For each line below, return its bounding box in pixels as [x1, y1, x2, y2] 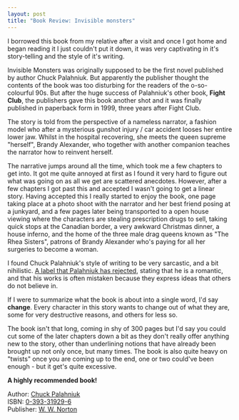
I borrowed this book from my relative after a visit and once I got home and [7, 36, 227, 45]
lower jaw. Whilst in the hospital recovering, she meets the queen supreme [7, 133, 226, 141]
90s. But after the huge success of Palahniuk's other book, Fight [35, 88, 226, 97]
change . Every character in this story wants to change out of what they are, [7, 302, 230, 311]
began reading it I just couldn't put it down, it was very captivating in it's [7, 44, 219, 53]
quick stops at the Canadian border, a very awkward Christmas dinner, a [7, 222, 220, 230]
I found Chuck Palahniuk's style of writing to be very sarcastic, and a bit [7, 258, 219, 267]
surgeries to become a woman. [7, 245, 98, 253]
